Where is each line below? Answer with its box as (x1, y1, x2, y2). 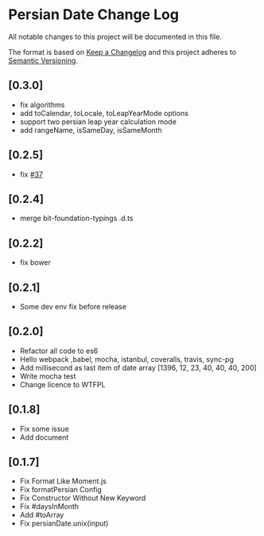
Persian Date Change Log (8, 6, 179, 24)
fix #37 (19, 169, 44, 179)
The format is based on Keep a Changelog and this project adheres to (8, 47, 237, 56)
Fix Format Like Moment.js (19, 476, 107, 486)
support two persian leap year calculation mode (19, 117, 177, 126)
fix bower (19, 258, 52, 267)
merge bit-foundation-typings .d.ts (19, 213, 134, 223)
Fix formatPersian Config (19, 485, 102, 495)
